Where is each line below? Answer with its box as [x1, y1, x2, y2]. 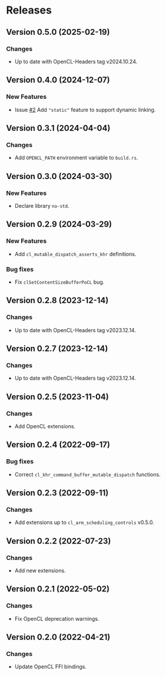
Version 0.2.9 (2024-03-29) [6, 219, 112, 230]
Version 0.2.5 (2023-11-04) [6, 392, 109, 402]
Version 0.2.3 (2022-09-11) [6, 488, 109, 498]
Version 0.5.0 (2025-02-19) [6, 27, 110, 37]
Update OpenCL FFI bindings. [14, 663, 87, 670]
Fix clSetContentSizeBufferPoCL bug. [14, 278, 105, 286]
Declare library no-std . [14, 202, 69, 209]
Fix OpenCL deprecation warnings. [14, 615, 99, 622]
